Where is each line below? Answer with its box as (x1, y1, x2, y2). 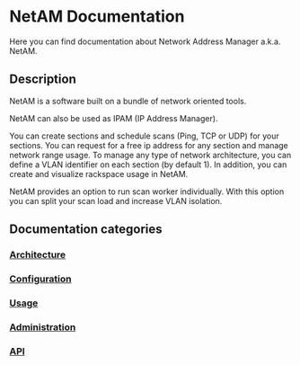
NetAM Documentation (9, 6, 185, 27)
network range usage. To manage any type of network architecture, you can (9, 149, 292, 160)
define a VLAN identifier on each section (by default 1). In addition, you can (9, 159, 287, 170)
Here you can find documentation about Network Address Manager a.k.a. (9, 36, 281, 47)
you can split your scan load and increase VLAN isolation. (9, 195, 223, 206)
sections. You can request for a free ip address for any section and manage (9, 139, 289, 150)
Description (9, 72, 76, 87)
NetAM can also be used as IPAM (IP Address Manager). (9, 112, 218, 123)
